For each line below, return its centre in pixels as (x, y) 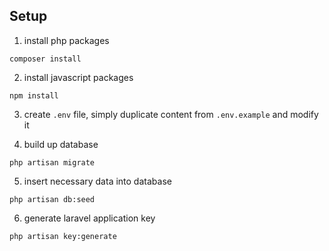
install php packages (66, 40)
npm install (34, 95)
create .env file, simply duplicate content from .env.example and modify (171, 114)
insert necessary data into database (97, 181)
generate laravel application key (89, 218)
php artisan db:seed (52, 199)
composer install (45, 59)
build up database (61, 144)
